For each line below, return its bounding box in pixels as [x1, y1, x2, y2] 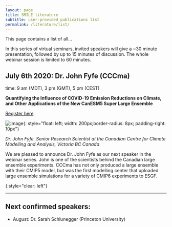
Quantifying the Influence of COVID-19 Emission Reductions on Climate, [5, 95, 162, 101]
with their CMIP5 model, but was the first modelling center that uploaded [5, 168, 159, 174]
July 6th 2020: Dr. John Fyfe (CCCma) [5, 71, 130, 80]
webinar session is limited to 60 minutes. [5, 57, 91, 63]
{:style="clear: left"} [5, 183, 48, 189]
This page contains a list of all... [5, 36, 73, 42]
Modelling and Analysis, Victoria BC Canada [5, 141, 100, 148]
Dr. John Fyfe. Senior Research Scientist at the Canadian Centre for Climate [5, 136, 166, 142]
